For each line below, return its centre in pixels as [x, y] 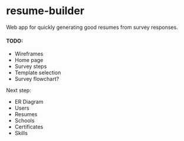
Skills [21, 133]
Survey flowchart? [37, 79]
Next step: [19, 90]
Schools [24, 121]
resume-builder [45, 11]
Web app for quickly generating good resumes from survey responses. [92, 27]
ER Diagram [29, 102]
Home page [29, 60]
